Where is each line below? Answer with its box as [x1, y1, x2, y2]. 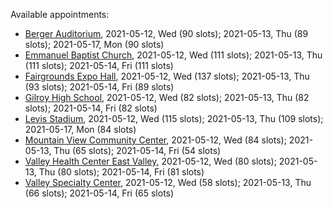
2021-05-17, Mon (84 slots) [24, 124, 137, 135]
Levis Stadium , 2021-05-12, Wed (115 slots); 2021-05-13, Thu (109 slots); [24, 113, 324, 124]
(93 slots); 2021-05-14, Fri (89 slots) [24, 81, 175, 93]
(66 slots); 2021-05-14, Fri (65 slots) [24, 187, 175, 199]
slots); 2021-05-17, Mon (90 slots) [24, 39, 165, 50]
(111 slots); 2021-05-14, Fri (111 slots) [24, 60, 174, 71]
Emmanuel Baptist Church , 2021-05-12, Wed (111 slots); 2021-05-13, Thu [24, 49, 323, 61]
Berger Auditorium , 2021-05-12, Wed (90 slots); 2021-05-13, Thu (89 [24, 28, 309, 39]
